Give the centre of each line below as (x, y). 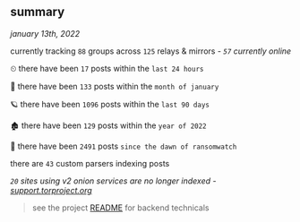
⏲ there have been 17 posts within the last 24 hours (107, 68)
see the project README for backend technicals (120, 208)
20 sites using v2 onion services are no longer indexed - (113, 181)
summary (38, 12)
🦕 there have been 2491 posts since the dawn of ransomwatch (124, 146)
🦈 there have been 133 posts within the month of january (115, 86)
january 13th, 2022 (45, 33)
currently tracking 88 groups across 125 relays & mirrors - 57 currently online (151, 51)
